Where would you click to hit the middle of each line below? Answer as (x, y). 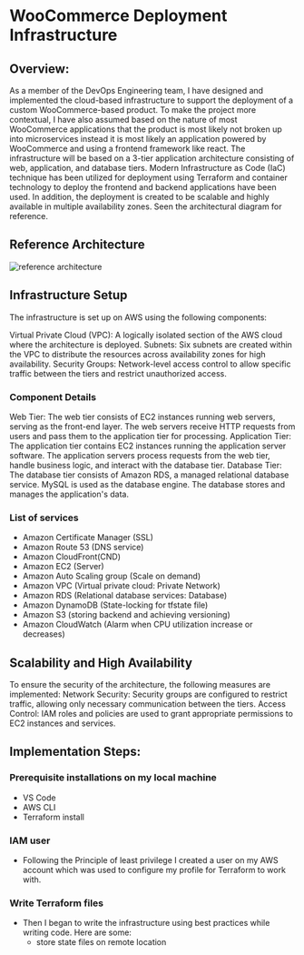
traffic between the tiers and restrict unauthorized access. (118, 373)
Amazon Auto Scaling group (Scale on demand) (112, 576)
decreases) (44, 634)
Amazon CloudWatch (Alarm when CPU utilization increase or (137, 625)
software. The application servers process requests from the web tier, (140, 455)
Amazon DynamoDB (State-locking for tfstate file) (115, 605)
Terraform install (53, 817)
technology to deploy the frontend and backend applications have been (143, 187)
